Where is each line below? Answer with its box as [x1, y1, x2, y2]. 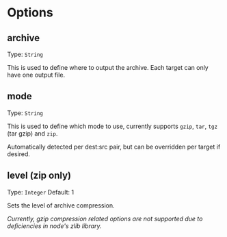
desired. [7, 149, 31, 158]
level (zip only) [7, 170, 72, 182]
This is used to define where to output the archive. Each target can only [7, 64, 209, 71]
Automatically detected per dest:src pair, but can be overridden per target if [7, 142, 221, 151]
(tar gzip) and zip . [7, 129, 58, 138]
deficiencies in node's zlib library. [7, 221, 102, 230]
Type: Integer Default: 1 [7, 188, 75, 196]
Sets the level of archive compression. [7, 201, 115, 210]
